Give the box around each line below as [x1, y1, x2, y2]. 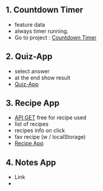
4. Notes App [5, 157, 56, 167]
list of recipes [14, 121, 49, 128]
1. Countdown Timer [5, 5, 84, 15]
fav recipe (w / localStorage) [14, 133, 86, 141]
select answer [14, 67, 50, 75]
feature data [14, 21, 45, 28]
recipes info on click [14, 127, 65, 134]
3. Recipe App [5, 98, 60, 109]
